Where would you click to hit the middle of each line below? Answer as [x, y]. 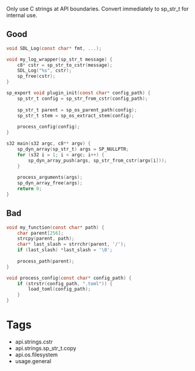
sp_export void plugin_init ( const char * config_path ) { [78, 93]
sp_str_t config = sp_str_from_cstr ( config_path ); [83, 99]
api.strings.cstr [34, 342]
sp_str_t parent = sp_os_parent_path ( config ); [77, 110]
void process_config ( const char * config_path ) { [69, 278]
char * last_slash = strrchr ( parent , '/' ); [72, 244]
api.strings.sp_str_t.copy [46, 348]
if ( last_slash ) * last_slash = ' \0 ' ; [65, 250]
